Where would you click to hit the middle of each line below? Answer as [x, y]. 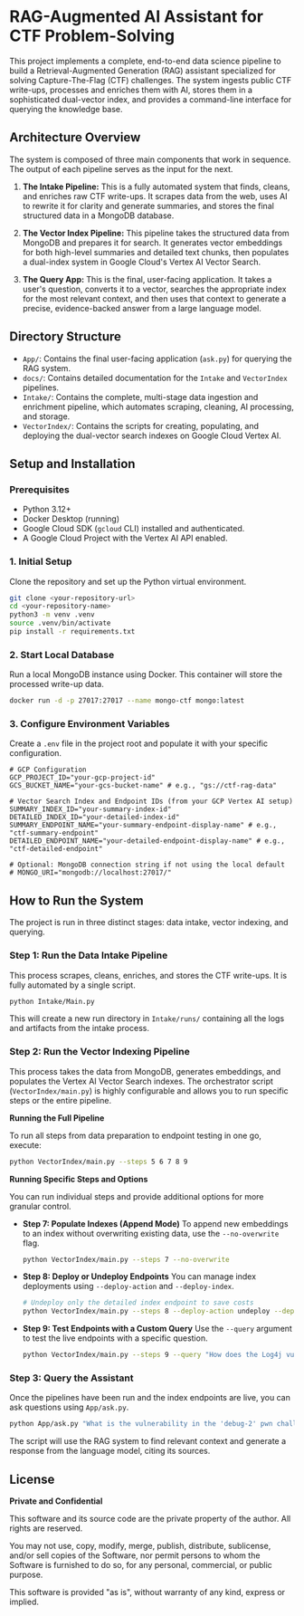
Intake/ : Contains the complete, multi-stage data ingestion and [140, 397]
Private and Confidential [56, 1501]
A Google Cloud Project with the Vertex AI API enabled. [125, 538]
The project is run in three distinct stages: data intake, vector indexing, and [149, 923]
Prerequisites [39, 489]
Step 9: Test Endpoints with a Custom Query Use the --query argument [157, 1329]
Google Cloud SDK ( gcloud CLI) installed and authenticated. [133, 529]
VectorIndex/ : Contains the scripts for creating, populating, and [141, 426]
